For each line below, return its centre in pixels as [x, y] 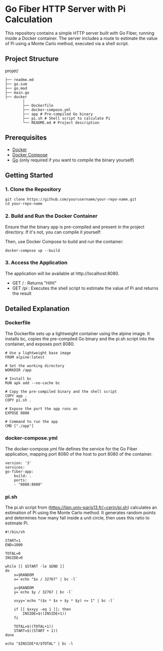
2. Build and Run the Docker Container [51, 216]
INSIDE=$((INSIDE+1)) [45, 614]
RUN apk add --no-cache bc [33, 383]
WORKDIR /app [18, 370]
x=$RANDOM [24, 575]
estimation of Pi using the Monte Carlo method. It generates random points [80, 513]
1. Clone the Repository [33, 189]
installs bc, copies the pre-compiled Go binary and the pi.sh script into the [80, 339]
